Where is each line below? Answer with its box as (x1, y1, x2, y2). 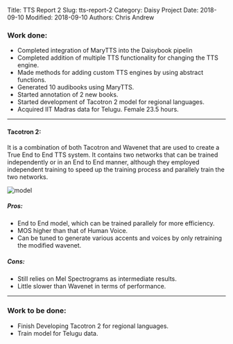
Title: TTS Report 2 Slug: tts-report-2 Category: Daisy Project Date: (7, 6, 199, 14)
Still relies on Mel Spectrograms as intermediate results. (17, 275, 177, 283)
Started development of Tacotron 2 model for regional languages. (17, 98, 205, 106)
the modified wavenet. (17, 241, 82, 250)
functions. (17, 76, 46, 84)
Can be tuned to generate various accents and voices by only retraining (17, 234, 223, 242)
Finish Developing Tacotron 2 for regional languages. (17, 322, 169, 330)
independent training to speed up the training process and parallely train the (7, 165, 225, 173)
